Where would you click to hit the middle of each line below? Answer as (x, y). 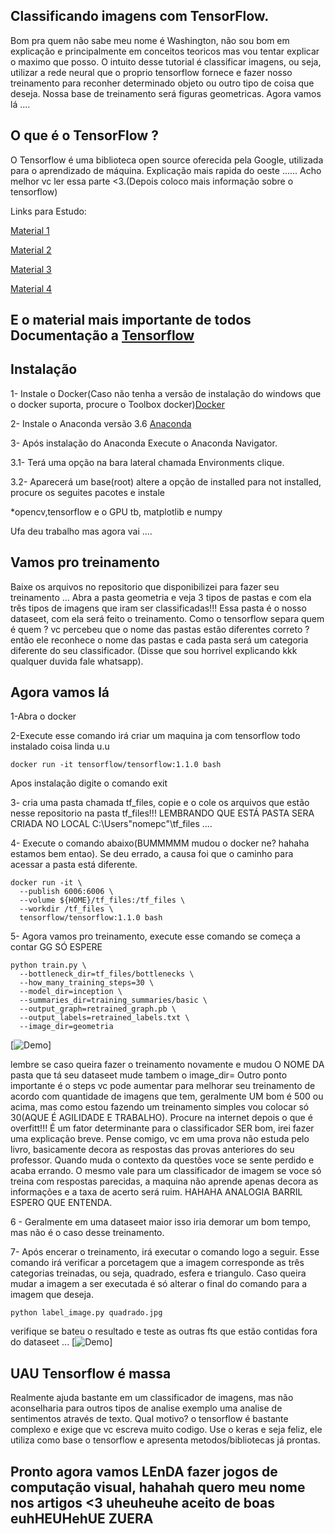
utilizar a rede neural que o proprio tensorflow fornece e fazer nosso (151, 72)
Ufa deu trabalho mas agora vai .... (81, 531)
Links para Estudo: (48, 211)
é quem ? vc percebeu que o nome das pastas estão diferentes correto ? (160, 629)
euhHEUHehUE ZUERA (82, 1518)
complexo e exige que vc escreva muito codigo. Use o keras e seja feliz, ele (166, 1430)
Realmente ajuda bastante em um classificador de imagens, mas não (152, 1398)
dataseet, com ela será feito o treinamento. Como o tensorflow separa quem (167, 618)
